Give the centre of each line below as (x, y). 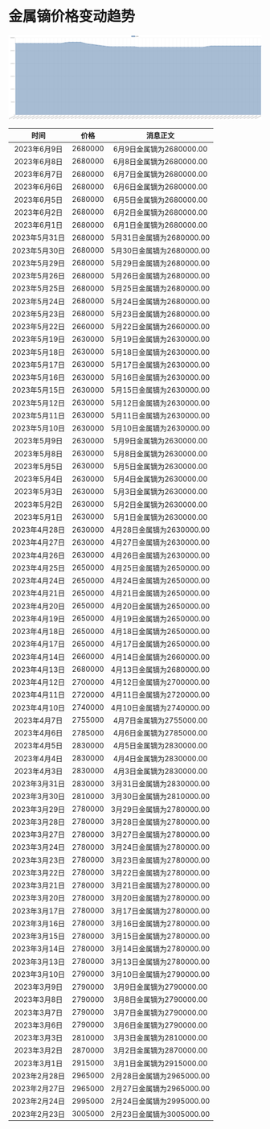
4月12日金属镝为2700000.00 (161, 682)
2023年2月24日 (39, 1101)
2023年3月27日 (39, 834)
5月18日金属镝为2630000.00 (161, 352)
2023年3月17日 (39, 911)
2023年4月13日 (39, 670)
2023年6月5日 (38, 200)
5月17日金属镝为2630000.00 (161, 365)
